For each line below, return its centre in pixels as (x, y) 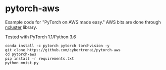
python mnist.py (22, 63)
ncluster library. (21, 27)
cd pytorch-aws (21, 54)
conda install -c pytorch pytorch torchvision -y (57, 46)
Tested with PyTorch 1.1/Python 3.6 (41, 37)
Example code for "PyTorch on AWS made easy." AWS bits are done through (83, 22)
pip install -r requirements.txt (40, 58)
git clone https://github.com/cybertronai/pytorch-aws (63, 50)
